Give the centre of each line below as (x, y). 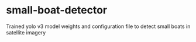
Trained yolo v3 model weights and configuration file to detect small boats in (98, 26)
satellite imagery (26, 32)
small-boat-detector (57, 10)
